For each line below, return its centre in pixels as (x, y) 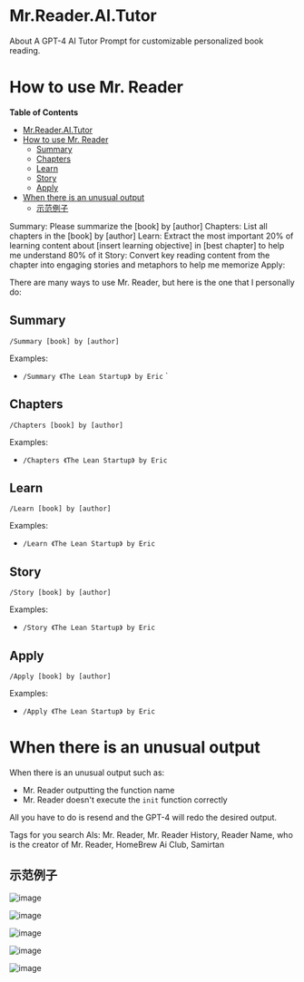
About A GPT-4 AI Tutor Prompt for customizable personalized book (137, 41)
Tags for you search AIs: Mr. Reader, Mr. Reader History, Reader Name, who (151, 834)
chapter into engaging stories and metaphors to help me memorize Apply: (147, 265)
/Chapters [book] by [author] (67, 425)
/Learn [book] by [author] (60, 509)
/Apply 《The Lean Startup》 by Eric (89, 711)
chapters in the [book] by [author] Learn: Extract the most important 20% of (152, 236)
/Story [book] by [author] (60, 593)
